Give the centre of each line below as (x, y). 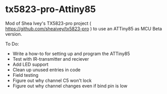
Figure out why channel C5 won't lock (52, 80)
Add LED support (31, 64)
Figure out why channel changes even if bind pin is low (70, 86)
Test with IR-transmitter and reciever (51, 59)
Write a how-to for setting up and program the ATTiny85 (71, 54)
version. (14, 34)
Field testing (26, 75)
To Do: (12, 43)
